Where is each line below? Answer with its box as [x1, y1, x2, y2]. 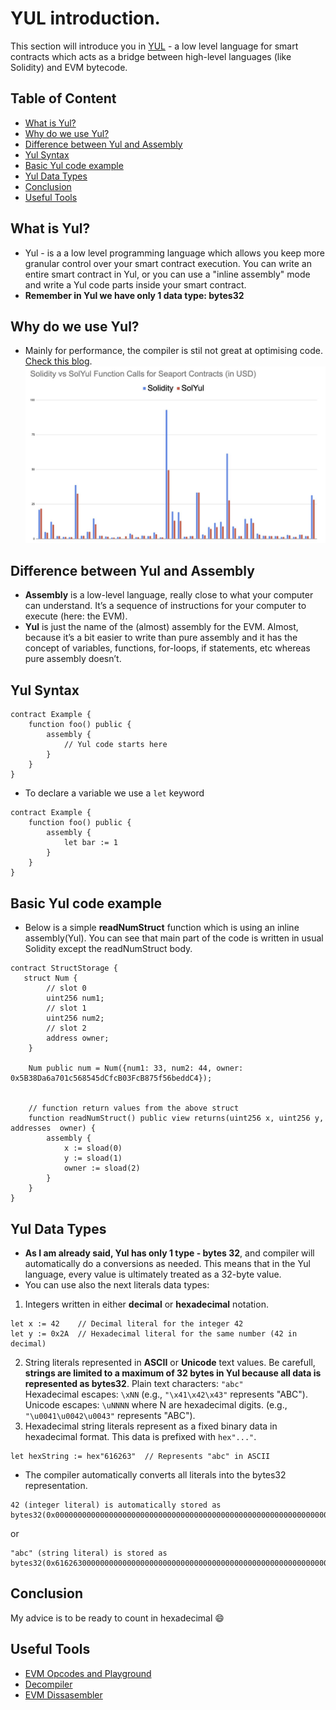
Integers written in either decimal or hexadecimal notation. [24, 1298, 269, 1310]
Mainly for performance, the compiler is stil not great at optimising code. [24, 345, 323, 357]
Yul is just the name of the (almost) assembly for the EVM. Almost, [24, 621, 299, 633]
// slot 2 [46, 1023, 87, 1034]
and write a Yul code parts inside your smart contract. [24, 278, 247, 291]
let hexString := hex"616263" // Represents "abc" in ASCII [10, 1451, 271, 1461]
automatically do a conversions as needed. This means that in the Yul [24, 1257, 312, 1269]
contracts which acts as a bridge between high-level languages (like [10, 50, 292, 62]
